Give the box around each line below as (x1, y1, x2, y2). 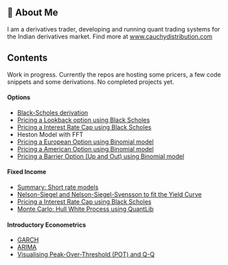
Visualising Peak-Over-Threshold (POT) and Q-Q (16, 251, 155, 259)
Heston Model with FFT (16, 130, 84, 138)
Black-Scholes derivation (16, 108, 89, 116)
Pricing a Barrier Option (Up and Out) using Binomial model (16, 152, 185, 160)
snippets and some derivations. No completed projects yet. (7, 77, 174, 86)
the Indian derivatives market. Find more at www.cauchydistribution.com (7, 32, 213, 40)
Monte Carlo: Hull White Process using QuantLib (16, 205, 155, 213)
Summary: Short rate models (16, 183, 99, 192)
